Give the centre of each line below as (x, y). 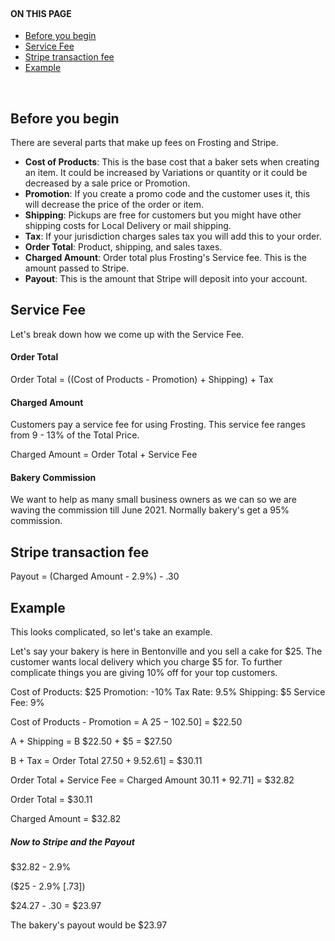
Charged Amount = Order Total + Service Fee (104, 455)
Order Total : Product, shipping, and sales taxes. (123, 247)
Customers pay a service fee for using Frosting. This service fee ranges (158, 425)
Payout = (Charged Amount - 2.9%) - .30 (95, 576)
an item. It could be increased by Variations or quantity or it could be (166, 173)
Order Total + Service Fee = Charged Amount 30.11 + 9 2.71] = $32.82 (152, 780)
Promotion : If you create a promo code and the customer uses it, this (167, 194)
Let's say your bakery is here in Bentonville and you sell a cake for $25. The (166, 651)
